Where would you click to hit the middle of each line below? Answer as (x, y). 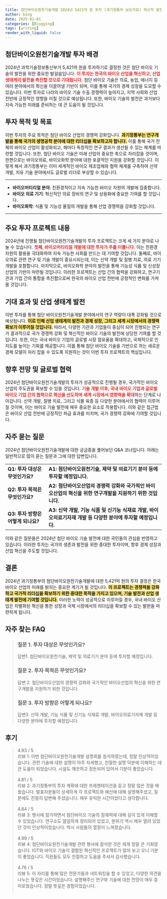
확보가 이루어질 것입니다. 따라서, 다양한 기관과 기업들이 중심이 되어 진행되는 (78, 327)
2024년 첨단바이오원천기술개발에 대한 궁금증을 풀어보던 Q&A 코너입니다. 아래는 (82, 449)
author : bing (19, 14)
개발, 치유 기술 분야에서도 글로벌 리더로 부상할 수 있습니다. (61, 172)
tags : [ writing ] (22, 28)
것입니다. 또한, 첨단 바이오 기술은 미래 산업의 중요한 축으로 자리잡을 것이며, (86, 153)
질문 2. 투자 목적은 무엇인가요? (52, 671)
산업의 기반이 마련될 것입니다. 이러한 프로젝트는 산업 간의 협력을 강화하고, (76, 272)
